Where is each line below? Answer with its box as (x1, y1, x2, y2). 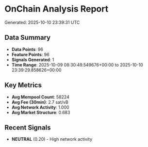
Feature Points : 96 (11, 51, 49, 57)
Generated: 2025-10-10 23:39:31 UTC (4, 19, 80, 25)
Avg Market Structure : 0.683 (11, 109, 70, 115)
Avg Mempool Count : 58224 (11, 94, 70, 100)
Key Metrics (4, 81, 42, 89)
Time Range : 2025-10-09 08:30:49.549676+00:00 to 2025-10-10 (11, 62, 144, 67)
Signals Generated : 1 (11, 57, 54, 63)
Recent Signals (4, 123, 51, 131)
